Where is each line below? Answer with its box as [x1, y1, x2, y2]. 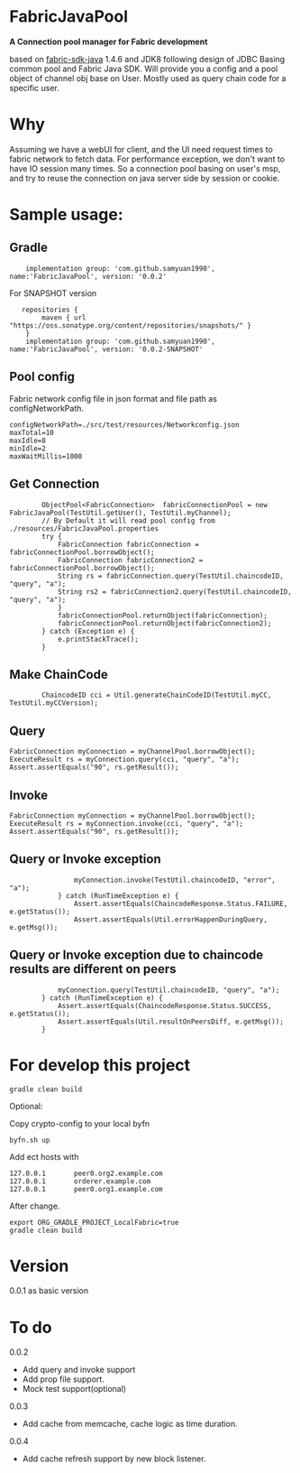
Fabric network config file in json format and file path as [9, 393, 218, 403]
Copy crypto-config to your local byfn [9, 1117, 150, 1129]
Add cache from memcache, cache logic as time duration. [22, 1419, 239, 1430]
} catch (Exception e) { [41, 626, 135, 635]
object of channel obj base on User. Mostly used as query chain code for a [9, 72, 286, 83]
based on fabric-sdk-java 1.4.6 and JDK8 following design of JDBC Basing [9, 53, 286, 64]
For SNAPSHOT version [9, 287, 97, 299]
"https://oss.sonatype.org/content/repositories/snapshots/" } [9, 320, 252, 330]
